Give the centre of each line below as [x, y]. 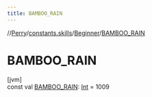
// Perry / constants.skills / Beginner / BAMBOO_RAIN [76, 33]
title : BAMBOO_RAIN [35, 13]
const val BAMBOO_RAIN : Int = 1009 [58, 87]
